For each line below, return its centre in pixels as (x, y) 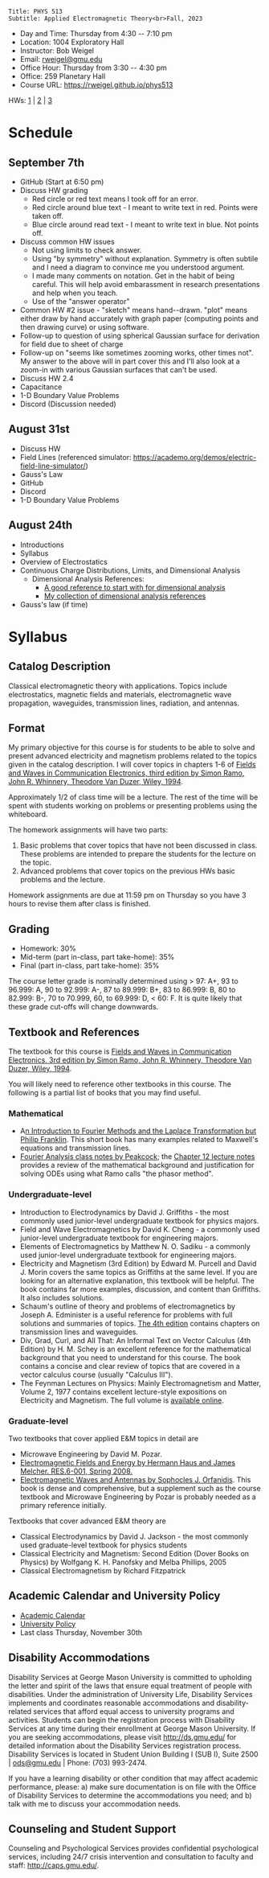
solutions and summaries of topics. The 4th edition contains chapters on (140, 1323)
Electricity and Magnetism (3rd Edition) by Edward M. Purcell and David (138, 1264)
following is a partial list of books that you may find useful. (105, 1093)
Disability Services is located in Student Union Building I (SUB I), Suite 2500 (133, 1754)
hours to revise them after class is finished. (79, 904)
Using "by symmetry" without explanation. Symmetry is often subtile (145, 259)
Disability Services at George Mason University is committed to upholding (130, 1677)
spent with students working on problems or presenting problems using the (133, 806)
